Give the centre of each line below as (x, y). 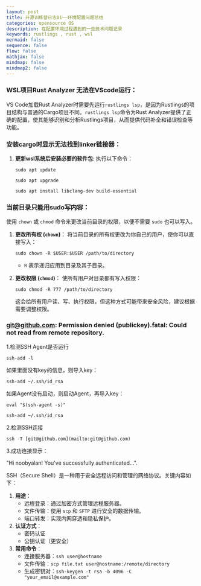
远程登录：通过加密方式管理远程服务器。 (74, 503)
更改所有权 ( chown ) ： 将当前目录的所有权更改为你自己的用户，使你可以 (102, 234)
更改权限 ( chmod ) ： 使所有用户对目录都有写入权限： (78, 278)
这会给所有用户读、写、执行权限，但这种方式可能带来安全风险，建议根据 (105, 302)
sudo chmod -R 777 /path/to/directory (64, 290)
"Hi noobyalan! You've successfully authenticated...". (72, 463)
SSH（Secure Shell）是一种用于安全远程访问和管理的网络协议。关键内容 (96, 475)
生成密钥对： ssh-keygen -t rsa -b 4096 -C (78, 571)
